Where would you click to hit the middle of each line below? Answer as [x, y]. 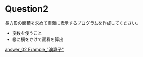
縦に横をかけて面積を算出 [38, 39]
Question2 [27, 9]
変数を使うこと [27, 33]
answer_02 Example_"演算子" [34, 49]
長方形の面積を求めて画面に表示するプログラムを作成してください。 [73, 23]
